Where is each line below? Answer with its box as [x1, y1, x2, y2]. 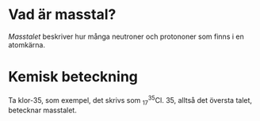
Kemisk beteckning [8, 68, 139, 86]
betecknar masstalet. [8, 105, 77, 115]
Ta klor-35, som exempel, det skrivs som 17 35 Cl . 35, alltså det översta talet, [8, 93, 252, 107]
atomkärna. [8, 40, 46, 49]
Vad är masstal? [8, 6, 117, 24]
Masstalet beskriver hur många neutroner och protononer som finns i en [8, 32, 244, 41]
